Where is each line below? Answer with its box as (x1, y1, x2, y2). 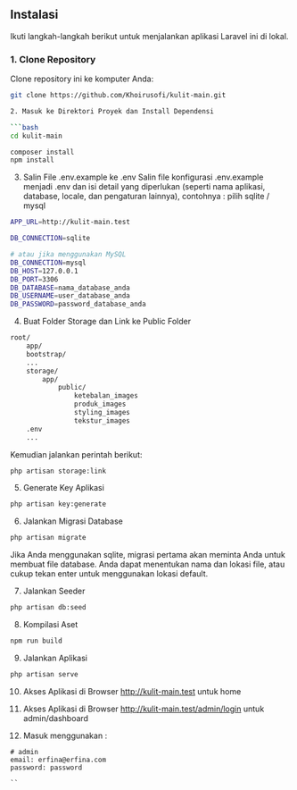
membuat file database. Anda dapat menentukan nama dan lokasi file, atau (10, 559, 285, 570)
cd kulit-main (10, 131, 63, 140)
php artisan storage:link (10, 466, 106, 475)
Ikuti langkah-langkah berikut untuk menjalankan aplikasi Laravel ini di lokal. (10, 30, 289, 41)
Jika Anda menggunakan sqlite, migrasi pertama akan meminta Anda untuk (10, 550, 286, 560)
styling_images (73, 408, 130, 417)
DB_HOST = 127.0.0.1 (10, 266, 78, 275)
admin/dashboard (22, 712, 88, 723)
